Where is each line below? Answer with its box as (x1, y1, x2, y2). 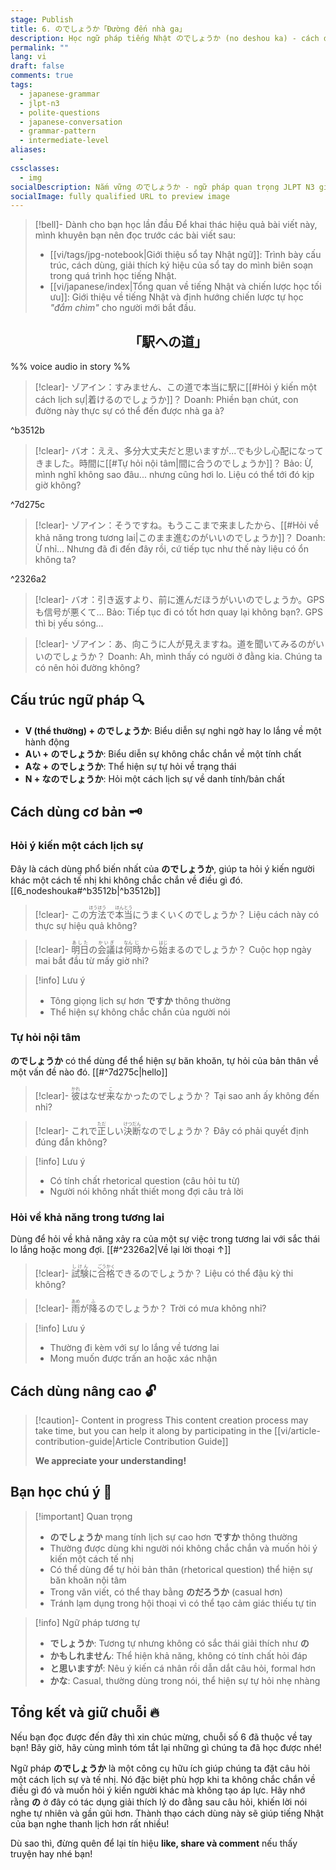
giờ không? (34, 479, 82, 491)
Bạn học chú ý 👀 (10, 1484, 113, 1501)
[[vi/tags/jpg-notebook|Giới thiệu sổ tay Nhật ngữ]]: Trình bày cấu (49, 249, 322, 261)
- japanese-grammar (19, 89, 101, 99)
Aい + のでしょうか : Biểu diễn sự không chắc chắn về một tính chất (24, 747, 302, 760)
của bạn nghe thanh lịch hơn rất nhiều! (10, 1817, 170, 1830)
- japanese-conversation (19, 117, 123, 127)
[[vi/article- (274, 1424, 321, 1436)
